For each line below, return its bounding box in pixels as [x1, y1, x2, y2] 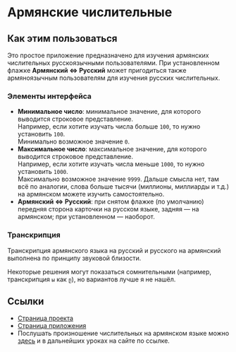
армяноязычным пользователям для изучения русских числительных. [7, 74, 221, 82]
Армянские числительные [7, 4, 173, 20]
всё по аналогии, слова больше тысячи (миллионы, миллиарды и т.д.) [17, 182, 229, 191]
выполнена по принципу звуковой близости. [7, 254, 142, 262]
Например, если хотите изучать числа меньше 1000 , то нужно [17, 160, 205, 168]
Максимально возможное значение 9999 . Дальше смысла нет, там [17, 175, 220, 184]
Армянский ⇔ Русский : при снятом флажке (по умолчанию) [17, 197, 204, 206]
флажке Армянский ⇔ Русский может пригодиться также [7, 66, 187, 74]
